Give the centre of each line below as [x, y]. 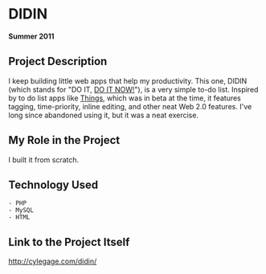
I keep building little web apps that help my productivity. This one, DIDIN [128, 80]
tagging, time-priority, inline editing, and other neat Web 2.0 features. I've [130, 106]
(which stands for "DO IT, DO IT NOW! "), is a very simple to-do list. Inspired [133, 89]
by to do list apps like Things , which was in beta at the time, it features [125, 98]
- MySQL [21, 211]
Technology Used [53, 184]
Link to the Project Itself [69, 242]
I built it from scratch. [44, 159]
